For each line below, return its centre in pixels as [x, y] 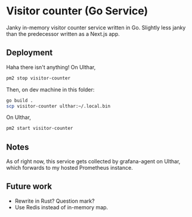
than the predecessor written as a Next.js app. [63, 33]
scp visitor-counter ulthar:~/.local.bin [58, 106]
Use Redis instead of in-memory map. [61, 207]
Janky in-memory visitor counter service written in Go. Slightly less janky [96, 27]
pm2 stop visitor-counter [38, 78]
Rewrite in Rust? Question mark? [55, 201]
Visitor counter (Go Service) [77, 11]
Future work [29, 187]
